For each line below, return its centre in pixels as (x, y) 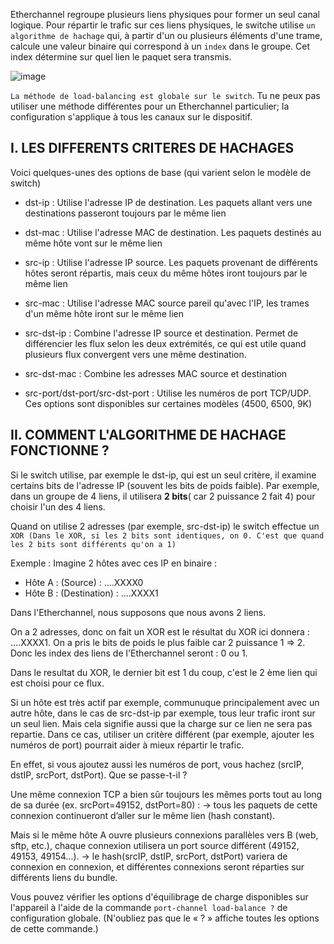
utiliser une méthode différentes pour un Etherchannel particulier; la (150, 106)
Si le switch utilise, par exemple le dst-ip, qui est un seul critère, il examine (163, 475)
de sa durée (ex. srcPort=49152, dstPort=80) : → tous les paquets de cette (164, 805)
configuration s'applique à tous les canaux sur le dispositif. (131, 117)
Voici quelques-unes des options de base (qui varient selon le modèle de (161, 172)
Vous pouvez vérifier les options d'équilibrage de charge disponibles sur (159, 896)
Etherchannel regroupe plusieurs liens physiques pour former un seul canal (165, 14)
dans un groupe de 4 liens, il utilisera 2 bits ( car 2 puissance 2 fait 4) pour (163, 496)
